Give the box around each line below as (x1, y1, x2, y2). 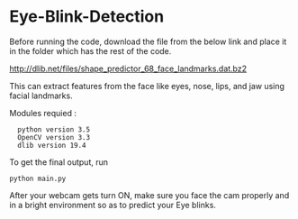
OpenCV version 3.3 (17, 132, 91, 141)
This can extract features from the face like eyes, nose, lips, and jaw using (9, 80, 285, 91)
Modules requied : (9, 107, 77, 118)
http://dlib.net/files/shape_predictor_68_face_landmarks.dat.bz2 (9, 63, 248, 74)
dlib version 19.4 (17, 141, 87, 150)
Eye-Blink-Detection (9, 6, 165, 27)
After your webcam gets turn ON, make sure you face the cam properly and (9, 189, 290, 200)
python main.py (9, 174, 67, 183)
